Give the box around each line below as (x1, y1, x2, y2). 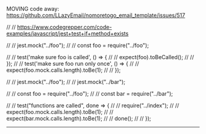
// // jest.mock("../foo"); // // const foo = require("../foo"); (6, 42, 149, 49)
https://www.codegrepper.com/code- (17, 24, 112, 30)
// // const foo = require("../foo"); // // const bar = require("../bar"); (6, 90, 174, 97)
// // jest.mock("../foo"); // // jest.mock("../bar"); (6, 79, 126, 85)
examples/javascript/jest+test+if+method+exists (6, 30, 129, 37)
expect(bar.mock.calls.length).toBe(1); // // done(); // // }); (6, 115, 151, 122)
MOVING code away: (6, 5, 59, 12)
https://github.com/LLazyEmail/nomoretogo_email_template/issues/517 (6, 12, 186, 19)
